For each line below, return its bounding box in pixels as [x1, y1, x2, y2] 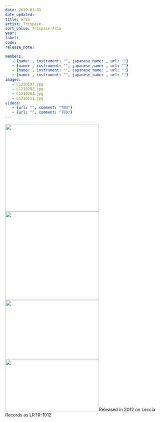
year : [5, 31, 16, 36]
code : [5, 40, 16, 45]
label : [5, 36, 19, 41]
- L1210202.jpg [11, 86, 43, 91]
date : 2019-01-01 [5, 7, 41, 13]
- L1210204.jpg [11, 91, 43, 96]
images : [5, 77, 21, 82]
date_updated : [5, 12, 35, 17]
